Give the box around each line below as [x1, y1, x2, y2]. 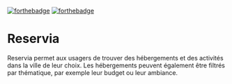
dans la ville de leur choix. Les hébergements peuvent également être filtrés [7, 61, 225, 69]
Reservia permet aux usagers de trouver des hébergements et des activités [7, 53, 224, 62]
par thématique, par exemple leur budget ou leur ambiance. [7, 68, 178, 76]
